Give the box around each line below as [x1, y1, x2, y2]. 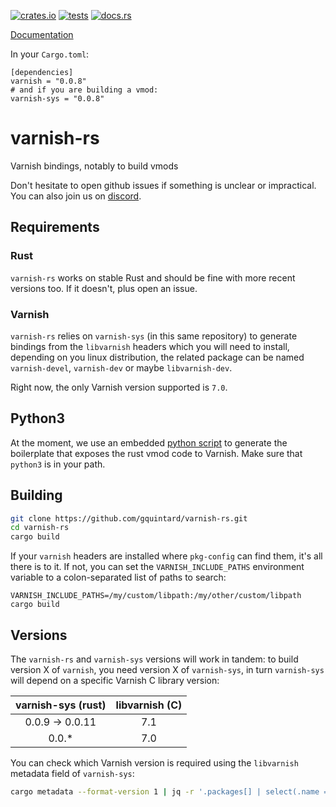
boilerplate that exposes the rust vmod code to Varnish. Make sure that [10, 447, 303, 459]
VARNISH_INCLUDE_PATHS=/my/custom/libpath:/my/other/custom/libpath [10, 591, 302, 601]
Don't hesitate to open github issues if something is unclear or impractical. [10, 179, 317, 191]
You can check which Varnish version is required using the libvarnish [10, 756, 299, 769]
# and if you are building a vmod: [10, 85, 159, 95]
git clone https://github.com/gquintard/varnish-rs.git [10, 513, 248, 524]
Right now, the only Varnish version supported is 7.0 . [10, 381, 228, 393]
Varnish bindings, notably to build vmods [10, 160, 179, 172]
